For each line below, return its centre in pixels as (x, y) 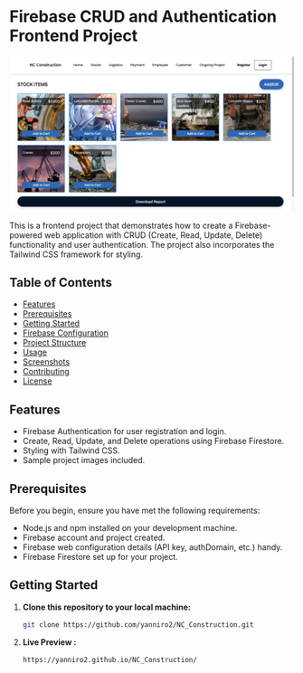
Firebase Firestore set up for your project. (100, 557)
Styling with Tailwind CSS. (71, 450)
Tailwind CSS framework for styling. (76, 254)
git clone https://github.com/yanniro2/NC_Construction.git (138, 625)
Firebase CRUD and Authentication (143, 17)
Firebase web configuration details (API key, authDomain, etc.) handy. (152, 547)
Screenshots (46, 362)
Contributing (46, 372)
